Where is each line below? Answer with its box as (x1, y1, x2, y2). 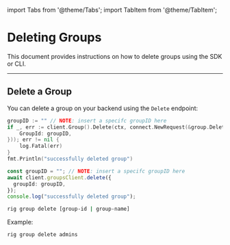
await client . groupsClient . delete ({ (7, 174, 112, 181)
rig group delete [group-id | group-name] (7, 205, 130, 213)
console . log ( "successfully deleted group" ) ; (7, 193, 136, 201)
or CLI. (7, 60, 26, 68)
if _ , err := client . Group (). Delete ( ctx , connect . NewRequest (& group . (7, 123, 210, 131)
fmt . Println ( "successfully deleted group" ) (7, 155, 133, 162)
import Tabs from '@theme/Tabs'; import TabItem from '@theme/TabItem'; (7, 6, 218, 14)
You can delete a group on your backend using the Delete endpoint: (7, 104, 199, 112)
